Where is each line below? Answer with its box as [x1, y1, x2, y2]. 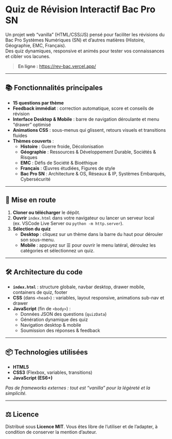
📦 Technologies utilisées [5, 348, 88, 356]
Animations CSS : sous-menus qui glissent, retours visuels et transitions [12, 127, 166, 133]
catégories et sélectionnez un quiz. [20, 247, 95, 253]
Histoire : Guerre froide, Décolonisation [20, 143, 104, 149]
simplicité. [5, 390, 27, 396]
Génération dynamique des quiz [20, 316, 88, 323]
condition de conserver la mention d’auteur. [5, 429, 97, 435]
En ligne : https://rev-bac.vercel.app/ [17, 63, 96, 69]
